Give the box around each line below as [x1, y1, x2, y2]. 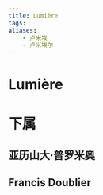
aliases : [8, 26, 37, 34]
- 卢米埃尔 [22, 41, 54, 49]
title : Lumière [8, 11, 59, 20]
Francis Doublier [8, 176, 92, 189]
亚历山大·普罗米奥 [8, 148, 96, 162]
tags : [8, 19, 26, 27]
